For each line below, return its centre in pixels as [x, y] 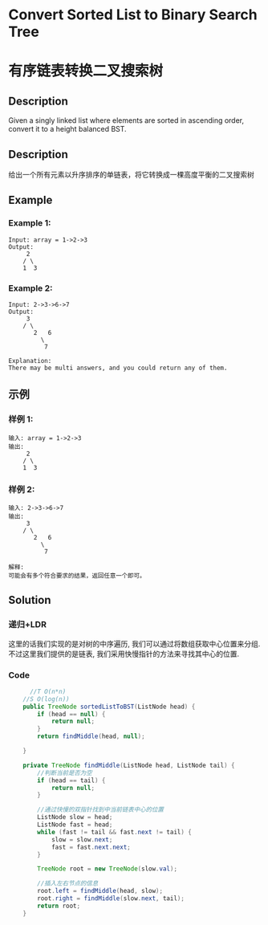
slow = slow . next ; [82, 839]
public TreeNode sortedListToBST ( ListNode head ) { [109, 707]
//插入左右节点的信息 [68, 884]
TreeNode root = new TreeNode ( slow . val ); [108, 869]
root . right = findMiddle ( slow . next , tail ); [111, 899]
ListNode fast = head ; [75, 825]
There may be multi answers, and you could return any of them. [118, 368]
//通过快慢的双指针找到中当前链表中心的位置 [101, 810]
